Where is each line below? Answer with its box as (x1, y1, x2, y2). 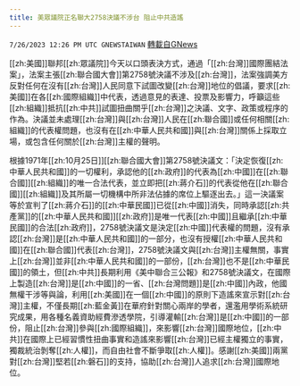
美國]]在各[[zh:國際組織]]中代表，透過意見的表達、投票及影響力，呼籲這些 (9, 91, 280, 102)
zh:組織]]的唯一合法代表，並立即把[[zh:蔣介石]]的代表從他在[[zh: (36, 177, 273, 188)
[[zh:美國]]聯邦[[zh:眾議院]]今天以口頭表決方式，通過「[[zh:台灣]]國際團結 (9, 57, 281, 68)
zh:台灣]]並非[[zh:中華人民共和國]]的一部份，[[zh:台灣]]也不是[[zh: (22, 256, 266, 266)
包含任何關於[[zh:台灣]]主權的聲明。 (32, 136, 165, 147)
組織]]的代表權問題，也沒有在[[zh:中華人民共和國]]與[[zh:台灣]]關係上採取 (9, 124, 279, 135)
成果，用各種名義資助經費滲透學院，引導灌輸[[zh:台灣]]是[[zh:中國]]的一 (16, 311, 281, 322)
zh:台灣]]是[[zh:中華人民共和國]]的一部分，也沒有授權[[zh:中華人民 (22, 233, 268, 244)
